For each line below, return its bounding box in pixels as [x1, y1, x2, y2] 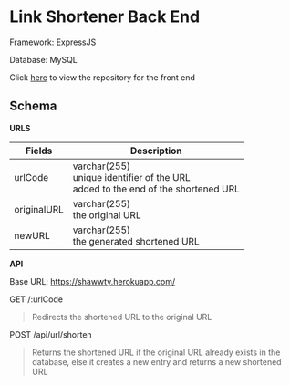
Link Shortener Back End [9, 6, 201, 27]
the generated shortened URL [72, 234, 200, 247]
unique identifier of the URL [72, 171, 191, 183]
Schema [9, 99, 57, 114]
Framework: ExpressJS [9, 36, 97, 47]
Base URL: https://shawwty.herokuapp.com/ [9, 276, 176, 286]
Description [129, 144, 182, 157]
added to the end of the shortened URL [72, 182, 240, 195]
